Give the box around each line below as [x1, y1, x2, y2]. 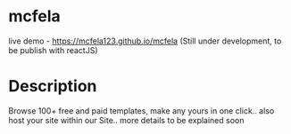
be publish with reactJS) [8, 44, 98, 55]
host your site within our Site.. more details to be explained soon [8, 114, 245, 125]
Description [8, 76, 97, 97]
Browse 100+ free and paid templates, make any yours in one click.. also [8, 105, 275, 116]
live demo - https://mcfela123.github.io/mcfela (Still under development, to [8, 35, 282, 46]
